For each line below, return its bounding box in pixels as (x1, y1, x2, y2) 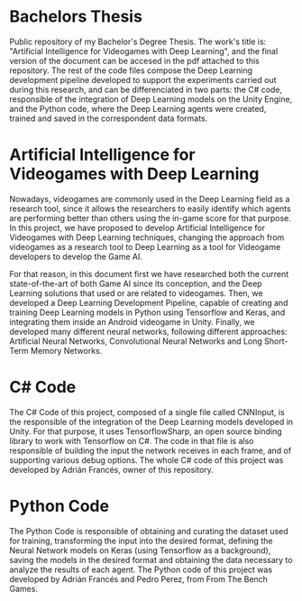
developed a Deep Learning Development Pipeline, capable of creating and (9, 297, 288, 308)
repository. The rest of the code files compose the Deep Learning (9, 65, 253, 76)
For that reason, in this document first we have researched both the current (9, 268, 289, 279)
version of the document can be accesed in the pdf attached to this (9, 55, 260, 66)
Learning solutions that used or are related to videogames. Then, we (9, 287, 263, 299)
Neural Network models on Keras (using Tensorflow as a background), (9, 544, 271, 556)
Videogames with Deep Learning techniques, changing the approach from (9, 232, 285, 243)
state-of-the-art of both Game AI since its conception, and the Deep (9, 278, 263, 289)
